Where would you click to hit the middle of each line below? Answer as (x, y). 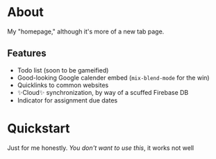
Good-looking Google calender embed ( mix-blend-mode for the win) (113, 77)
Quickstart (39, 128)
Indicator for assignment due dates (67, 100)
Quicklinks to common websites (63, 85)
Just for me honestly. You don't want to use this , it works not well (101, 148)
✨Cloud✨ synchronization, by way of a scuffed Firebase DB (103, 92)
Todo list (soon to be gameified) (63, 70)
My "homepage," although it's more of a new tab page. (86, 31)
